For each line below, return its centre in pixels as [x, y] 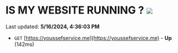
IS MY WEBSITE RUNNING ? [75, 10]
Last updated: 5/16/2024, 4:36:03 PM [53, 26]
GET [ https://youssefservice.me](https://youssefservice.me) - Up [93, 38]
